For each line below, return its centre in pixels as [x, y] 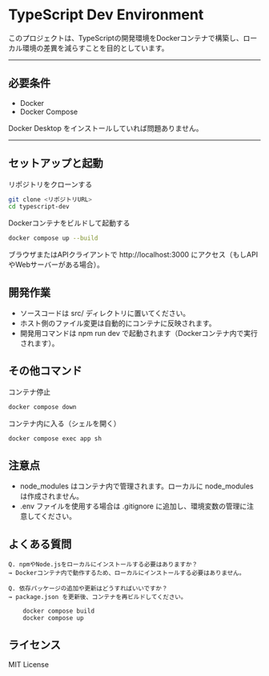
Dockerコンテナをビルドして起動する [69, 223]
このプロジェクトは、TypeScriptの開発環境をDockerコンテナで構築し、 [126, 38]
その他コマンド [45, 371]
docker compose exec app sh [55, 439]
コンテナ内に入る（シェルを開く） [64, 423]
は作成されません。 [52, 496]
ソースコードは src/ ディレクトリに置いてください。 [105, 313]
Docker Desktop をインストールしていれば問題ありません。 [106, 128]
